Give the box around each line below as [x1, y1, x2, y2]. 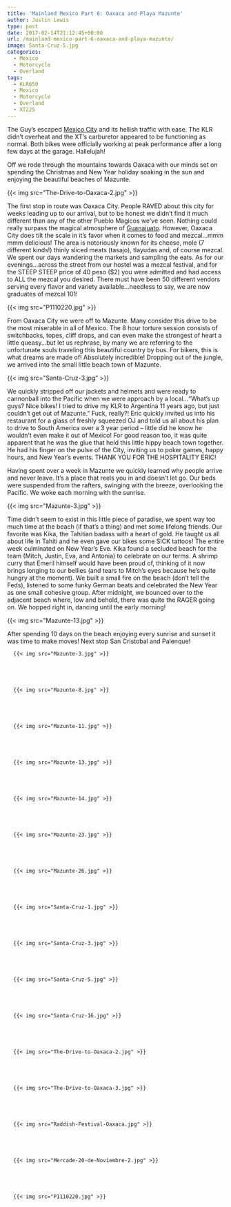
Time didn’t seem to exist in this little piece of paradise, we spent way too [7, 515, 216, 523]
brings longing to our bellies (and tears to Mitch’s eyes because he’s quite [7, 566, 216, 574]
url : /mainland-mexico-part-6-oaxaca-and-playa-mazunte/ [7, 36, 174, 43]
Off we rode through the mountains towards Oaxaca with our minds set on [7, 160, 218, 169]
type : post [7, 23, 39, 30]
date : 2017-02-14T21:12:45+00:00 [7, 29, 103, 37]
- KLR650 [13, 81, 39, 88]
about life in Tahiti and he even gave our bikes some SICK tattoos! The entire [7, 537, 224, 545]
